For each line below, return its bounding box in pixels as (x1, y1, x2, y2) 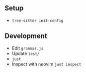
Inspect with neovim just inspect (11, 61, 82, 67)
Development (4, 32, 48, 40)
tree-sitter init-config (11, 18, 64, 23)
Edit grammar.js (11, 45, 44, 51)
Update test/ (11, 50, 40, 56)
